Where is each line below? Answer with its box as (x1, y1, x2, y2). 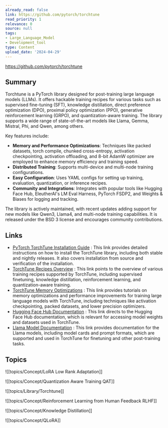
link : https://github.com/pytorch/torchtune (5, 12, 100, 17)
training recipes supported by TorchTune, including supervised (12, 271, 142, 277)
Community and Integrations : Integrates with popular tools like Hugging (12, 186, 162, 192)
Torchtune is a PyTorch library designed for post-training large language (5, 91, 154, 97)
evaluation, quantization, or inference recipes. (12, 180, 108, 186)
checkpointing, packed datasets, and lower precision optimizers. (12, 303, 146, 309)
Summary (5, 77, 37, 86)
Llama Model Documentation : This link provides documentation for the (12, 325, 159, 331)
